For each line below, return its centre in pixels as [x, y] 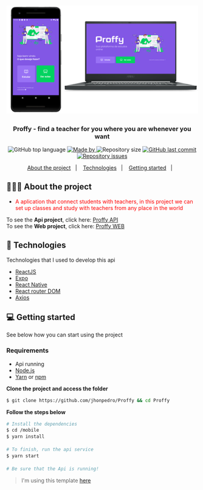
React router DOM [38, 291]
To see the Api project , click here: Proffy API [62, 219]
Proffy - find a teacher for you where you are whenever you [102, 129]
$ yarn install [26, 437]
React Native [31, 284]
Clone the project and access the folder [57, 389]
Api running [29, 364]
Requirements [28, 350]
